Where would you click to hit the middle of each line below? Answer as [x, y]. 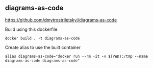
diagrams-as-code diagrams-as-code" [42, 61]
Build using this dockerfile [31, 29]
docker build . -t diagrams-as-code [42, 38]
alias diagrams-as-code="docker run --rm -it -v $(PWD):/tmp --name [76, 56]
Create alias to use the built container [43, 47]
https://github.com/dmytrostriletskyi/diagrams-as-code [61, 20]
